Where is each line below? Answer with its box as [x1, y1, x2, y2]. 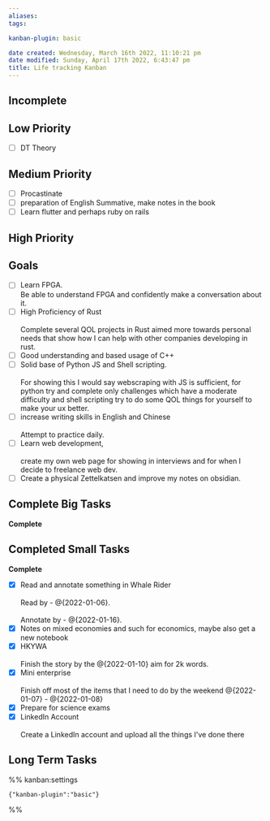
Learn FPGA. [19, 280, 63, 290]
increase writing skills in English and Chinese [19, 412, 171, 421]
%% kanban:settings [8, 775, 79, 784]
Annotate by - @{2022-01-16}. [19, 615, 122, 624]
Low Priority [8, 121, 71, 135]
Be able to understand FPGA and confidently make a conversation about [19, 289, 262, 299]
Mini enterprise [19, 668, 71, 677]
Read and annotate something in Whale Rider [19, 580, 172, 590]
